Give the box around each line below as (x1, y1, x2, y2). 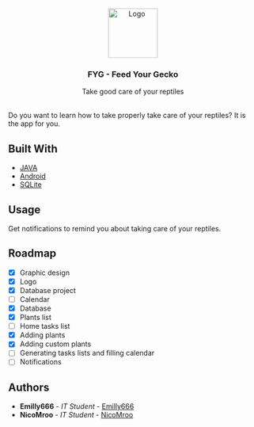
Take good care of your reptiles (82, 87, 184, 97)
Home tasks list (19, 322, 70, 331)
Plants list (19, 313, 51, 322)
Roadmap (8, 246, 57, 261)
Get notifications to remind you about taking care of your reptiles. (8, 223, 222, 233)
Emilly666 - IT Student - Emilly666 (19, 402, 135, 411)
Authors (8, 380, 50, 394)
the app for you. (8, 119, 61, 128)
